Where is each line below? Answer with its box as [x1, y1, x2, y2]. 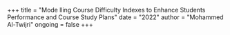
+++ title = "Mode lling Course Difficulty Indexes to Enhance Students [7, 6, 206, 14]
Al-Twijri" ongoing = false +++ [7, 21, 93, 28]
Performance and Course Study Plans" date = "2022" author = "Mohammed [7, 13, 224, 21]
